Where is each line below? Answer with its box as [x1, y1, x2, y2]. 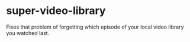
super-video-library [6, 4, 106, 17]
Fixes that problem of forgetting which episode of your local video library [6, 23, 185, 30]
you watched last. [6, 29, 50, 36]
